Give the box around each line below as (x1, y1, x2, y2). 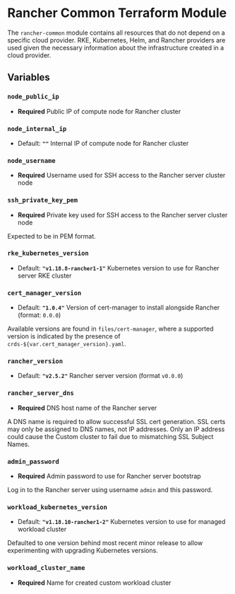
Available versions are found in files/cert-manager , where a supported (7, 324, 214, 333)
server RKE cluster (17, 271, 72, 280)
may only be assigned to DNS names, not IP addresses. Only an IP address (7, 425, 225, 433)
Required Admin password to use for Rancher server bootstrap (17, 472, 201, 480)
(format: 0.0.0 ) (17, 311, 61, 319)
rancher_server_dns (7, 389, 74, 397)
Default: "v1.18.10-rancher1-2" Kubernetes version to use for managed (17, 518, 226, 526)
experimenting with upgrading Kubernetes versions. (7, 547, 159, 555)
